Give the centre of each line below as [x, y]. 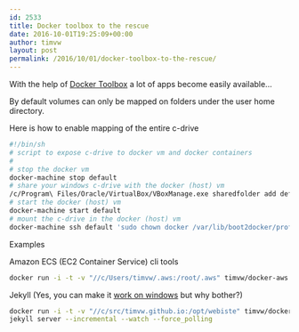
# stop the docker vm [49, 169]
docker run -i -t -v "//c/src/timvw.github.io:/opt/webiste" [125, 311]
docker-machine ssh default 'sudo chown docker [99, 227]
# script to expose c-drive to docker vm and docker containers [131, 152]
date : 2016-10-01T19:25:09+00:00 [71, 34]
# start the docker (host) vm [65, 202]
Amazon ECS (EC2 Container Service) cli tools [94, 261]
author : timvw [36, 42]
